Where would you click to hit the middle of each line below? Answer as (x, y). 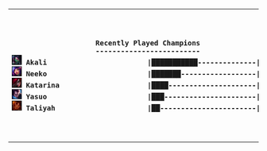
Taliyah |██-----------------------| (143, 108)
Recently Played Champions (148, 43)
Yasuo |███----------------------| (143, 97)
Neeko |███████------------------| (143, 74)
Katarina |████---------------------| (143, 85)
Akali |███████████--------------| (143, 62)
